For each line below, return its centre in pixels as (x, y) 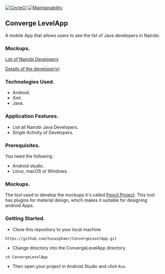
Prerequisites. (23, 145)
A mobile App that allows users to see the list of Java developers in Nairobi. (83, 35)
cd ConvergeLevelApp (27, 257)
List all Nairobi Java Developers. (45, 127)
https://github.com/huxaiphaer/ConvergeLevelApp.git (61, 239)
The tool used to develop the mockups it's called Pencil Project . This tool (80, 195)
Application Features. (32, 116)
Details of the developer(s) (32, 69)
